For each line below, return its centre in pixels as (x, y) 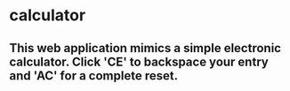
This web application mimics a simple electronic (145, 48)
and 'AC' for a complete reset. (94, 76)
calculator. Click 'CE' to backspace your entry (139, 61)
